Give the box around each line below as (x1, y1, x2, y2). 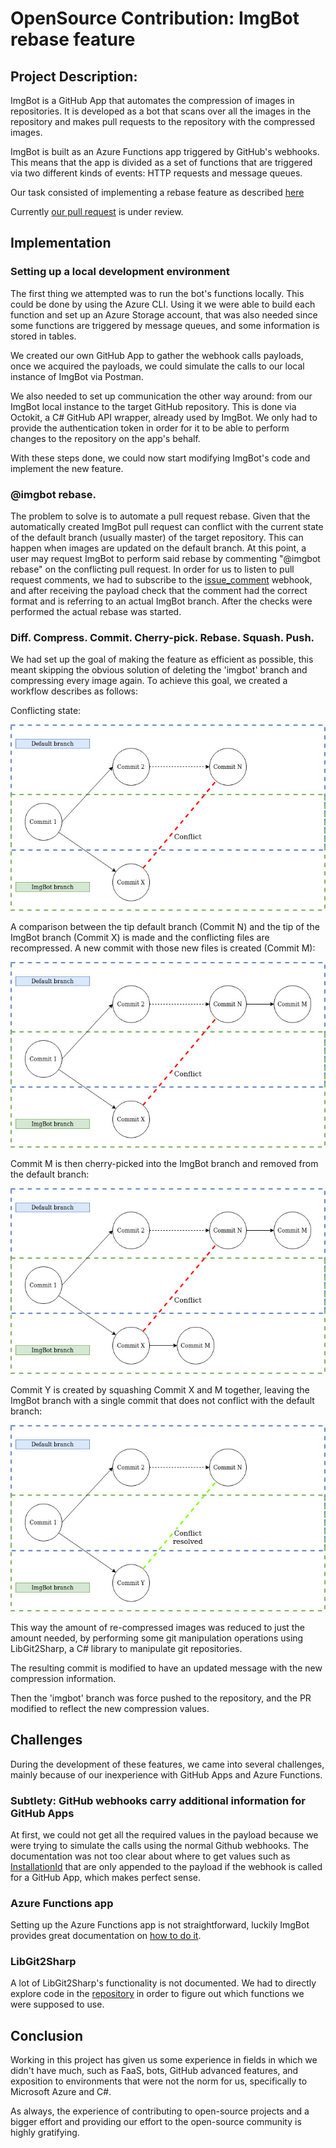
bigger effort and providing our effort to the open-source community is (10, 2116, 302, 2128)
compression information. (10, 1672, 117, 1684)
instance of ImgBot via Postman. (10, 370, 144, 382)
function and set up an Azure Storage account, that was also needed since (10, 308, 318, 321)
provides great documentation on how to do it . (10, 1930, 202, 1942)
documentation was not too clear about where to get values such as (10, 1850, 291, 1862)
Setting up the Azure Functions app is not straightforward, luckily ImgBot (10, 1919, 310, 1931)
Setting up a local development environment (10, 265, 230, 279)
